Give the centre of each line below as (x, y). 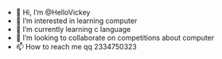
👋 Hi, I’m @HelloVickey (53, 12)
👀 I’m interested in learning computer (76, 21)
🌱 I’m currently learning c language (73, 29)
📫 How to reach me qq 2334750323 (76, 47)
